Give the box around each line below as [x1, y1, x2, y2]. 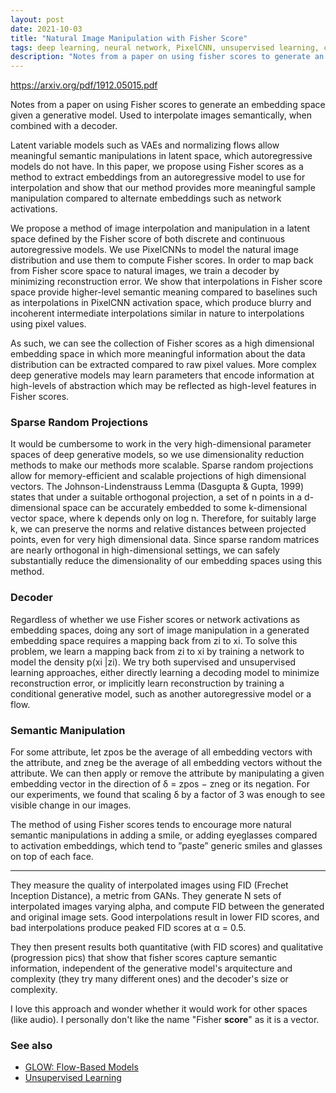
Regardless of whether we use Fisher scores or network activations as [10, 613, 301, 625]
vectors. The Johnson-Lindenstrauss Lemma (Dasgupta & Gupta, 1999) [10, 481, 305, 493]
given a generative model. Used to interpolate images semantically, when [10, 109, 312, 121]
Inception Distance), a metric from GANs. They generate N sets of [10, 890, 282, 902]
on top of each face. [10, 851, 94, 863]
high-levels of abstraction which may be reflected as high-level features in [10, 380, 317, 392]
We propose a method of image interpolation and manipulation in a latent [10, 222, 311, 235]
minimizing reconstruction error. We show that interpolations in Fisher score [10, 276, 323, 288]
